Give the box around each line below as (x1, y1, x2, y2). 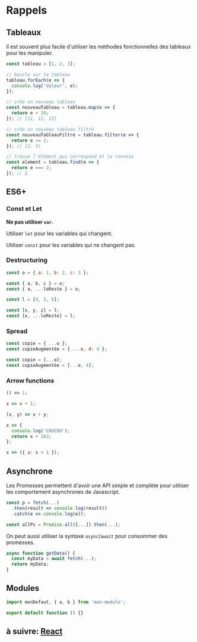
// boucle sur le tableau (6, 71, 70, 77)
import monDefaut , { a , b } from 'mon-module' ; (6, 599, 126, 605)
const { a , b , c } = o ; (6, 281, 65, 286)
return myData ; (11, 561, 49, 568)
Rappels (6, 4, 47, 17)
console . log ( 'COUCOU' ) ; (11, 428, 70, 434)
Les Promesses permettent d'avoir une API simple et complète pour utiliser (6, 482, 189, 489)
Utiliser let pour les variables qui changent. (6, 230, 113, 237)
